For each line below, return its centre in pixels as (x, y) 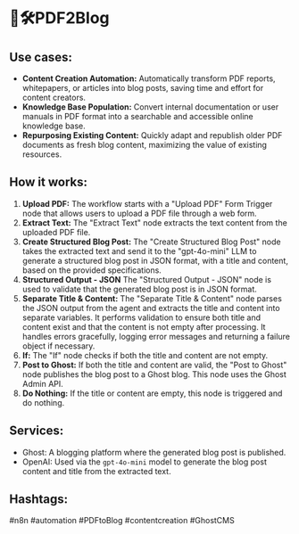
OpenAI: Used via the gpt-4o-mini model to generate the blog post (145, 462)
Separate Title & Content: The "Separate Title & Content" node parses (152, 298)
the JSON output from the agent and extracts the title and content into (151, 308)
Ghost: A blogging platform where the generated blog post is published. (154, 452)
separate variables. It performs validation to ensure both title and (141, 317)
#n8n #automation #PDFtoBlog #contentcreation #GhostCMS (122, 521)
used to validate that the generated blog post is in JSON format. (139, 289)
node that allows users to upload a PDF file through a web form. (139, 213)
